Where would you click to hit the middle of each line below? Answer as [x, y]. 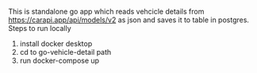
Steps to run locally [40, 28]
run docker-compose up [59, 60]
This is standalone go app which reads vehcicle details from [106, 12]
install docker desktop [56, 44]
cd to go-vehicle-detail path [65, 52]
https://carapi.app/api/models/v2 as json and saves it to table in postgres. [129, 20]
